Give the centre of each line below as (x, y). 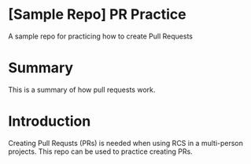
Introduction (50, 121)
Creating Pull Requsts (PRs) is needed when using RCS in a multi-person (126, 143)
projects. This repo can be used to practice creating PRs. (100, 151)
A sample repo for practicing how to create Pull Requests (100, 36)
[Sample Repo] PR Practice (97, 15)
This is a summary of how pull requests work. (82, 89)
